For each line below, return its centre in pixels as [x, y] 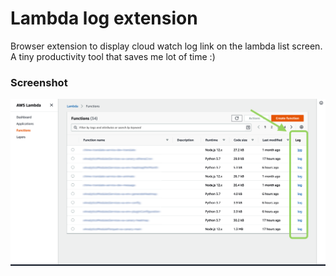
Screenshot [39, 82]
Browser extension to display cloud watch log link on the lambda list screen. [166, 46]
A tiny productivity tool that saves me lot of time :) [113, 56]
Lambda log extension [104, 18]
